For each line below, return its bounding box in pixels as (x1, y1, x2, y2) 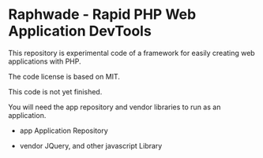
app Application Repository (19, 126, 108, 135)
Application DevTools (8, 22, 152, 40)
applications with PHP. (8, 57, 81, 66)
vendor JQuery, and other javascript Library (19, 141, 163, 150)
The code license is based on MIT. (8, 72, 121, 81)
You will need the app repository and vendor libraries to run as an (8, 102, 221, 112)
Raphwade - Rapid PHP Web (8, 6, 197, 24)
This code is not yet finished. (8, 86, 103, 96)
